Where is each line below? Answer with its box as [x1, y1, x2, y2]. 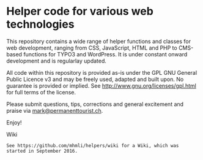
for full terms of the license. [6, 88, 76, 96]
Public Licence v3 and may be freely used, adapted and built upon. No [6, 75, 184, 83]
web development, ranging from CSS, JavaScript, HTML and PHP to [6, 44, 177, 51]
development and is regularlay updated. [6, 57, 107, 64]
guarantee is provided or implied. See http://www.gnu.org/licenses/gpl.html [6, 82, 197, 90]
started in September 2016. [6, 148, 78, 154]
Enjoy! [6, 118, 23, 126]
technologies [6, 17, 75, 31]
